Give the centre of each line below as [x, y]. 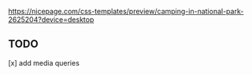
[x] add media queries [44, 62]
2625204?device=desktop [51, 20]
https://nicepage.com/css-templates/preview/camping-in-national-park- [126, 11]
